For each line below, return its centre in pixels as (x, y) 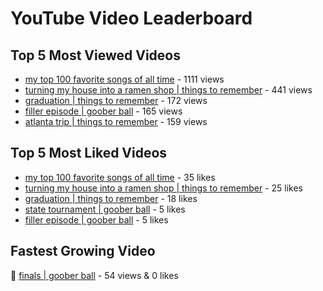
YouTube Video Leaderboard (131, 18)
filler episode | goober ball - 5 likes (96, 219)
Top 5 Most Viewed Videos (96, 55)
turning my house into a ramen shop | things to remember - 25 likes (163, 188)
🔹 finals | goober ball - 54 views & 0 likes (94, 275)
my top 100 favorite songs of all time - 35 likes (120, 177)
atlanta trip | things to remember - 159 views (116, 121)
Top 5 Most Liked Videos (89, 153)
